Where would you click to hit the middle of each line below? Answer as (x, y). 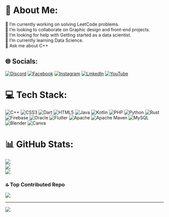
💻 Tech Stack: (36, 95)
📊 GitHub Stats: (39, 144)
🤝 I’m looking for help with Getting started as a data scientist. (68, 35)
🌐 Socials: (22, 62)
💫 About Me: (32, 10)
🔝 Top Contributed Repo (35, 184)
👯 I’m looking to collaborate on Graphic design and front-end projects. (78, 29)
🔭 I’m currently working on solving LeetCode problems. (62, 24)
